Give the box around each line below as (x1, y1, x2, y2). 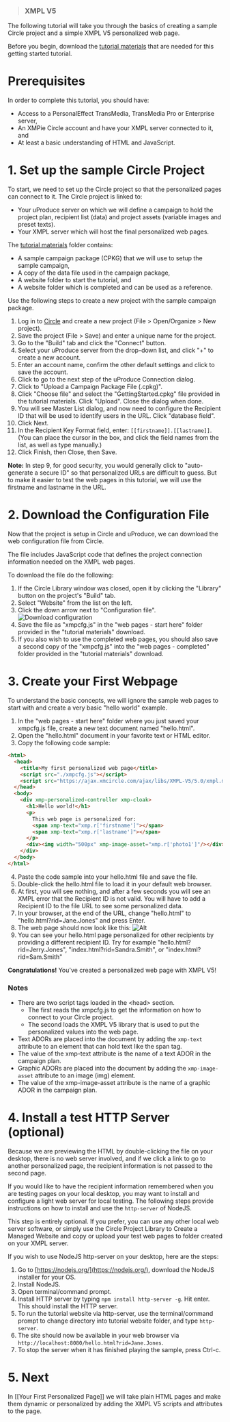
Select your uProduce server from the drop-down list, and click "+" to (17, 346, 214, 355)
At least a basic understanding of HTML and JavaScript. (17, 138, 176, 147)
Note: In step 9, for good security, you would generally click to (8, 462, 184, 470)
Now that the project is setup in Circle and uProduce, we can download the (8, 530, 219, 538)
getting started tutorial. (8, 49, 72, 58)
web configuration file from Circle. (8, 537, 104, 545)
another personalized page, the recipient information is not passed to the (8, 1162, 214, 1170)
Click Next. (17, 419, 49, 427)
